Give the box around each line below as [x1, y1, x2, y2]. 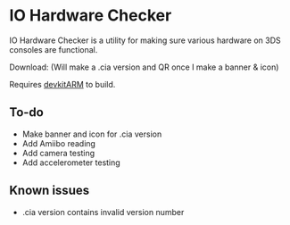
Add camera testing [21, 147, 95, 158]
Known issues [9, 183, 90, 198]
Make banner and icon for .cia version [21, 129, 162, 139]
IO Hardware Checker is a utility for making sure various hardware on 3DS [9, 35, 281, 46]
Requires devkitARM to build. [9, 79, 116, 89]
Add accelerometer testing [21, 157, 120, 168]
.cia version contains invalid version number [21, 206, 185, 217]
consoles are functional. [9, 44, 98, 54]
